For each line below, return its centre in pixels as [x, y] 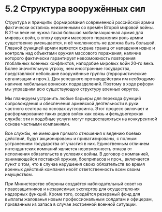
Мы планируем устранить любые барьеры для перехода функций [73, 98]
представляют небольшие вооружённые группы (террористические [76, 73]
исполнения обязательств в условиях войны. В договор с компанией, [77, 154]
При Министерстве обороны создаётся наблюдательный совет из [74, 184]
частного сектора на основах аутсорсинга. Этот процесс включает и [77, 108]
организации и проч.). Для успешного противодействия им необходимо [80, 79]
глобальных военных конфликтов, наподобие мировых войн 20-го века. [80, 63]
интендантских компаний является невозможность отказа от [68, 149]
